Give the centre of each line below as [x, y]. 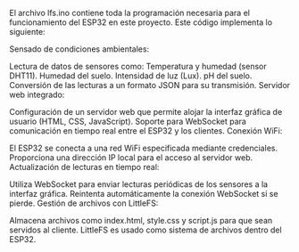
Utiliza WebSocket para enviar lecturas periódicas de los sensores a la [139, 184]
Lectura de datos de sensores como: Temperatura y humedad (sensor [138, 66]
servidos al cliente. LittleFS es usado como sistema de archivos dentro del [146, 230]
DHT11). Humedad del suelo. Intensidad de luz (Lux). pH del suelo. [131, 76]
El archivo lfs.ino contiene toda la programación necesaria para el [129, 13]
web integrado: [37, 94]
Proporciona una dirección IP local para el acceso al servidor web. [131, 158]
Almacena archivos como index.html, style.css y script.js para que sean [141, 220]
